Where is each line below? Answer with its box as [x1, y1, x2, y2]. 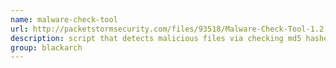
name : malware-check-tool [10, 14, 118, 25]
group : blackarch [10, 42, 83, 53]
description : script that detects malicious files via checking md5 [10, 33, 302, 43]
